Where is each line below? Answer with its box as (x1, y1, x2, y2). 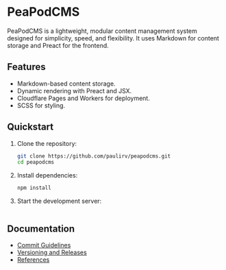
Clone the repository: (16, 139, 77, 147)
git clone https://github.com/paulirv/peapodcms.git (16, 152, 171, 160)
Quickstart (7, 121, 54, 133)
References (16, 256, 50, 264)
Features (7, 61, 46, 73)
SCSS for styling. (16, 101, 66, 110)
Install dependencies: (16, 171, 78, 180)
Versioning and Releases (16, 248, 87, 256)
